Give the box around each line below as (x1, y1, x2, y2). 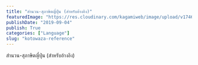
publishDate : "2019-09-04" (6, 19, 72, 25)
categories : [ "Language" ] (6, 30, 70, 36)
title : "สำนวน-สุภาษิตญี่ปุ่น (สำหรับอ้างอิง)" (6, 8, 93, 15)
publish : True (6, 25, 41, 31)
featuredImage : (6, 14, 44, 20)
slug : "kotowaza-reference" (6, 36, 75, 42)
